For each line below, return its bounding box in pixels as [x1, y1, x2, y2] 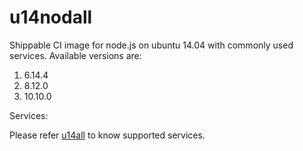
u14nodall [9, 6, 93, 29]
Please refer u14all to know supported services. [9, 129, 206, 141]
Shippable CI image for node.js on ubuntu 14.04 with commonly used [9, 39, 294, 51]
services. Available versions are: [9, 49, 142, 61]
